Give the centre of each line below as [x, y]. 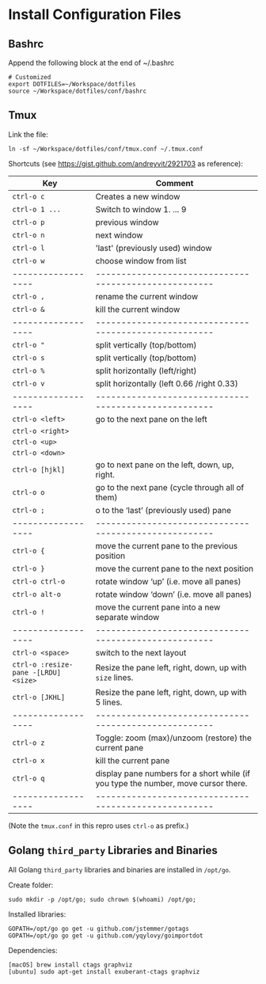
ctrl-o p [28, 222]
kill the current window [138, 309]
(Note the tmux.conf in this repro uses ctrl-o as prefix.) [99, 826]
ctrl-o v [28, 383]
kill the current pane [133, 760]
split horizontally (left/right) [146, 370]
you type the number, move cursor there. [171, 783]
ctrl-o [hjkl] [39, 469]
